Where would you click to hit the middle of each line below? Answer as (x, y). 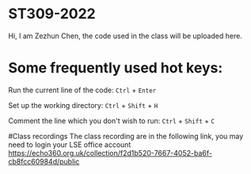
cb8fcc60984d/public (44, 161)
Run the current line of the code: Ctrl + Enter (82, 90)
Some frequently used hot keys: (116, 68)
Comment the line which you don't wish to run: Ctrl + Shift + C (112, 121)
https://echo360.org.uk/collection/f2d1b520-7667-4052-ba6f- (110, 153)
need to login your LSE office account (70, 145)
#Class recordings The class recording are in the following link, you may (126, 136)
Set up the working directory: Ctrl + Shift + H (83, 105)
